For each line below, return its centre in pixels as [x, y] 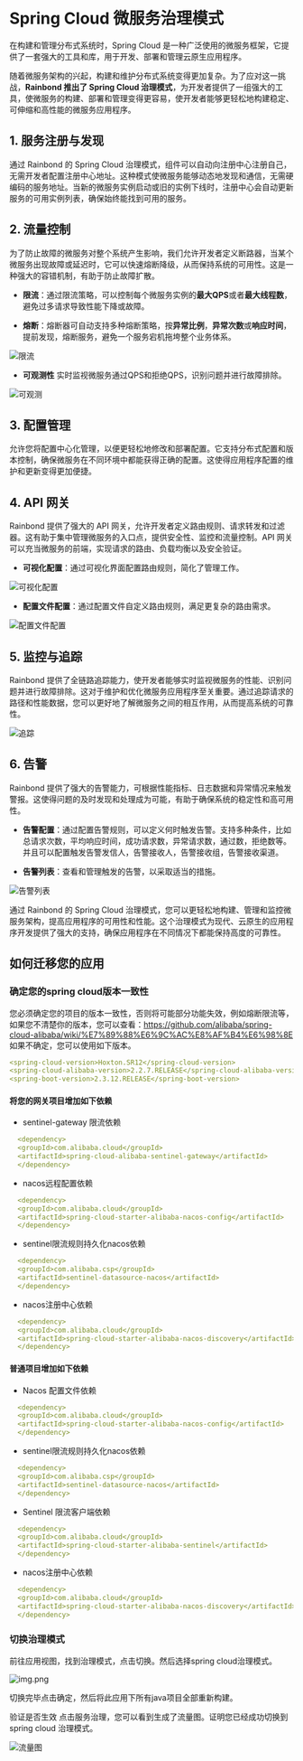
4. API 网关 [40, 502]
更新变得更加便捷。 [60, 472]
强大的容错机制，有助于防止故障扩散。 [88, 276]
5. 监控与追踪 [46, 656]
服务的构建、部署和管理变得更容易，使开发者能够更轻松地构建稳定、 [167, 98]
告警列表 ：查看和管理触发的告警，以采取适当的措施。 [121, 871]
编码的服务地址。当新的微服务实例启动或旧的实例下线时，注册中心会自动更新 [151, 187]
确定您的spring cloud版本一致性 [79, 992]
